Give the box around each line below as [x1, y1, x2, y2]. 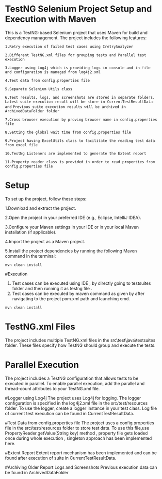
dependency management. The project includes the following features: [5, 35, 147, 41]
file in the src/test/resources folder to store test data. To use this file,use [5, 425, 149, 431]
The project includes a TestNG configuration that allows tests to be [5, 375, 139, 381]
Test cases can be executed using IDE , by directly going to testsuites [12, 280, 151, 286]
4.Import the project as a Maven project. [5, 238, 86, 244]
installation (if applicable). [5, 229, 57, 235]
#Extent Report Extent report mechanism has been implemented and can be [5, 449, 157, 456]
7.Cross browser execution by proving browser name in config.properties [5, 117, 158, 122]
